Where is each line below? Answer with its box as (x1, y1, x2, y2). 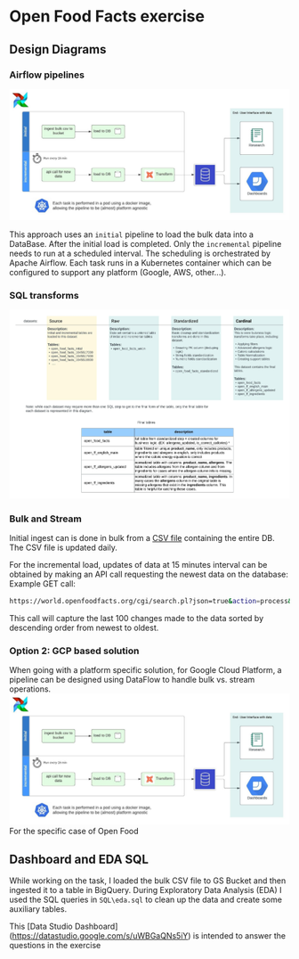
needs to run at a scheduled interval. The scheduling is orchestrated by (9, 248, 271, 258)
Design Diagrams (9, 42, 107, 57)
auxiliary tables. (9, 903, 68, 914)
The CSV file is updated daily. (9, 542, 117, 553)
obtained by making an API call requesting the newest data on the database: (9, 569, 289, 580)
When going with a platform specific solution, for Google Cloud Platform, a (9, 665, 282, 676)
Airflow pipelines (9, 69, 85, 81)
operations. (9, 684, 52, 694)
